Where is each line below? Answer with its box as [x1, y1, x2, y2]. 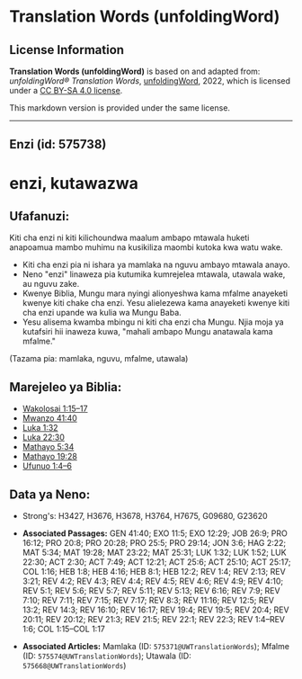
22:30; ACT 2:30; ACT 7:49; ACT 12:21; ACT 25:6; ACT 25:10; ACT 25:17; [22, 557, 291, 567]
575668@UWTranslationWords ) [22, 660, 127, 671]
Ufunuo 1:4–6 [22, 460, 73, 471]
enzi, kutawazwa [9, 173, 139, 193]
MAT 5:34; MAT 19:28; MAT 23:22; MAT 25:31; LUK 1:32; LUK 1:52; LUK [22, 547, 287, 558]
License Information [9, 42, 124, 58]
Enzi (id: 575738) [9, 137, 107, 152]
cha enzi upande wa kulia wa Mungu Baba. [22, 308, 182, 318]
